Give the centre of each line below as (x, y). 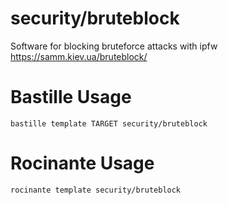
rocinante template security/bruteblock (96, 190)
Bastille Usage (71, 97)
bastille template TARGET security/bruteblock (109, 123)
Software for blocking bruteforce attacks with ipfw (114, 46)
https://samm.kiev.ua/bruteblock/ (79, 56)
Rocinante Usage (82, 163)
